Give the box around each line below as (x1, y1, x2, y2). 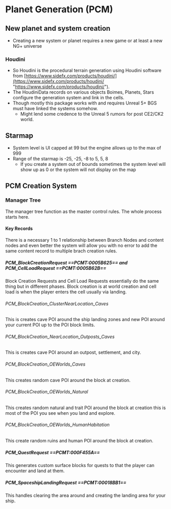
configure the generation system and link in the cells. (12, 95, 125, 101)
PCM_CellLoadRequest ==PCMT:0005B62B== (5, 265, 106, 271)
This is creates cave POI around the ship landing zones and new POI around (5, 316, 165, 323)
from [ (12, 73, 26, 79)
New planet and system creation (5, 24, 111, 33)
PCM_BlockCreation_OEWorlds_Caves (5, 361, 86, 367)
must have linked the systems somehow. (12, 105, 98, 112)
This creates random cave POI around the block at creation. (5, 377, 131, 383)
